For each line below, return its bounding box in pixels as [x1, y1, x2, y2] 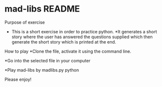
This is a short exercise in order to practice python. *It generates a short [11, 29, 157, 34]
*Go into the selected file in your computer [4, 58, 90, 63]
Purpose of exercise [4, 19, 45, 25]
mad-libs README [4, 3, 80, 14]
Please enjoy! [4, 76, 32, 82]
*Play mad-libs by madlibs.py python [4, 67, 79, 73]
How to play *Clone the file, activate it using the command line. [4, 48, 132, 54]
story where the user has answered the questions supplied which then [11, 34, 153, 40]
